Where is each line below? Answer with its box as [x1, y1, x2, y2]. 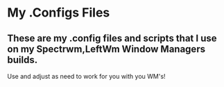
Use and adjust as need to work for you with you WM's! [7, 72, 166, 80]
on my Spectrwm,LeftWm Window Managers [7, 43, 206, 55]
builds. [7, 54, 38, 66]
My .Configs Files [7, 5, 110, 21]
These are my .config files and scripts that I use [7, 32, 217, 44]
